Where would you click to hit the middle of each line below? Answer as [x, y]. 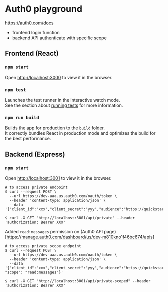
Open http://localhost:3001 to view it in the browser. [58, 178]
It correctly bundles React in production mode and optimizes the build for [80, 133]
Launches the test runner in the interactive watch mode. [63, 100]
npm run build [22, 117]
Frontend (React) [32, 53]
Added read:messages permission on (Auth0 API [54, 231]
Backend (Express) [35, 154]
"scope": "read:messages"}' [34, 272]
